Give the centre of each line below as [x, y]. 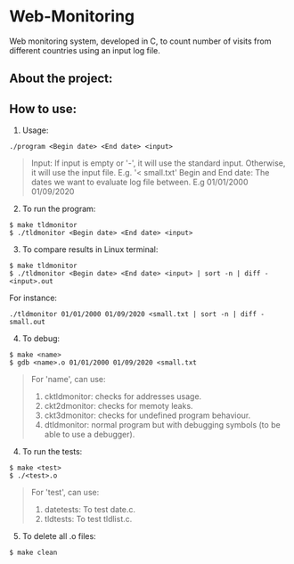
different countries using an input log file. [85, 50]
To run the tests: [52, 452]
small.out [28, 323]
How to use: [43, 109]
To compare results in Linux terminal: [90, 249]
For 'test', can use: [65, 493]
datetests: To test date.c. [90, 510]
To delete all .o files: [59, 536]
